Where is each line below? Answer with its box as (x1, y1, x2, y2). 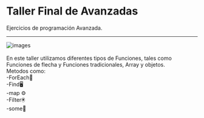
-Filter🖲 (6, 96, 25, 103)
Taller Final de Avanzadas (6, 4, 138, 18)
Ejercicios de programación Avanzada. (6, 24, 103, 31)
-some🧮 (6, 105, 26, 112)
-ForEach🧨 (6, 74, 33, 81)
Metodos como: (6, 67, 46, 74)
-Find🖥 (6, 80, 24, 88)
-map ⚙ (6, 89, 26, 96)
